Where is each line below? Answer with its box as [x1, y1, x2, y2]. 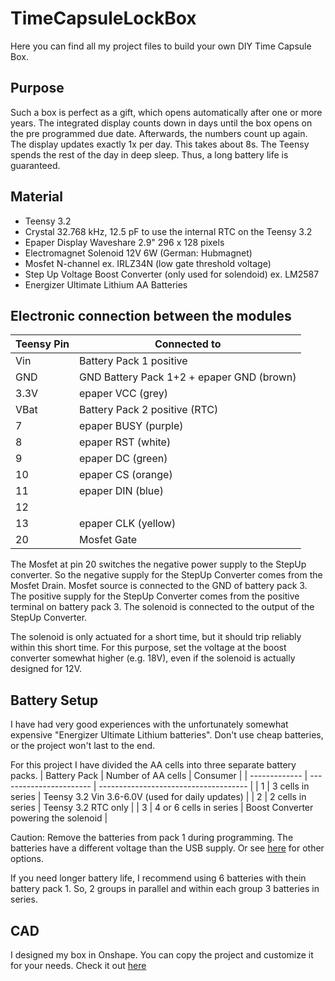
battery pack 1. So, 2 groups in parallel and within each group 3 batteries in [10, 883, 320, 895]
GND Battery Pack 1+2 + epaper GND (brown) [79, 370, 297, 384]
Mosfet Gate [79, 533, 138, 547]
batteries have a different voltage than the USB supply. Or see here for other [10, 842, 325, 854]
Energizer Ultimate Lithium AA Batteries [24, 278, 188, 291]
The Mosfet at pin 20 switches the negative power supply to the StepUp [10, 558, 307, 571]
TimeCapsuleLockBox [10, 7, 197, 30]
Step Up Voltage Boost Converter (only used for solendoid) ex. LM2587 [24, 268, 320, 280]
